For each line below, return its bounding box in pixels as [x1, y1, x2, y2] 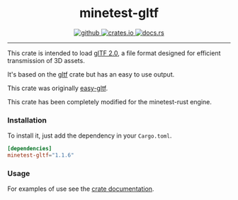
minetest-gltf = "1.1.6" [7, 152, 74, 159]
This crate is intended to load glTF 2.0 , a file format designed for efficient [7, 48, 221, 57]
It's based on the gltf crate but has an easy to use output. [7, 70, 175, 79]
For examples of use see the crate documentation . [7, 184, 154, 193]
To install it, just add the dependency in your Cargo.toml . [7, 131, 172, 140]
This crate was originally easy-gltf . [7, 84, 108, 92]
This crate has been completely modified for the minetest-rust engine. [7, 97, 212, 106]
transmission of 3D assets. [7, 56, 85, 65]
